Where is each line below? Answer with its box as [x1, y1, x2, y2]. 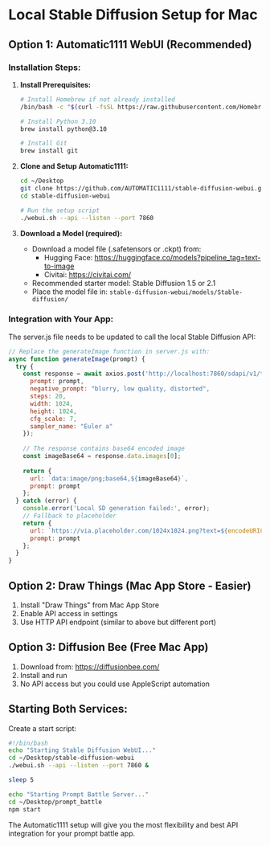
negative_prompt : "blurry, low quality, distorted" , [29, 385, 211, 393]
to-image [43, 261, 75, 271]
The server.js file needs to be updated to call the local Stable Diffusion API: [8, 332, 256, 341]
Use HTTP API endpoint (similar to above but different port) [19, 617, 217, 627]
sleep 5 [8, 776, 35, 784]
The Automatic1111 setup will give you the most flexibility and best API [8, 819, 239, 829]
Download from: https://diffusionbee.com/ [19, 661, 160, 672]
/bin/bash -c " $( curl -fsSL [19, 103, 115, 111]
